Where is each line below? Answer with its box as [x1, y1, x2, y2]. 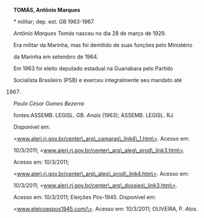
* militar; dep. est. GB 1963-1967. [13, 18, 95, 25]
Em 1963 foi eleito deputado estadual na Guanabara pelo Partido [13, 65, 173, 72]
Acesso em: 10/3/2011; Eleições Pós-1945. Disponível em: [13, 194, 156, 200]
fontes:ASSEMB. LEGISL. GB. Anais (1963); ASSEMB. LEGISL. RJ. [13, 112, 175, 118]
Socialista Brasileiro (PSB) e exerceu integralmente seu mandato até [13, 77, 182, 83]
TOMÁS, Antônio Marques [13, 7, 81, 13]
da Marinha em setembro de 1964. [13, 53, 99, 60]
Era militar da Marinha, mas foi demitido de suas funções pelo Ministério [13, 42, 193, 48]
